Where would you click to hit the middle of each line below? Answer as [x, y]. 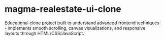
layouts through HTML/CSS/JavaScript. [45, 33]
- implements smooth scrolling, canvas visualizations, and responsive [75, 28]
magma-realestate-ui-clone [63, 9]
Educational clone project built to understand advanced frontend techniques [82, 23]
